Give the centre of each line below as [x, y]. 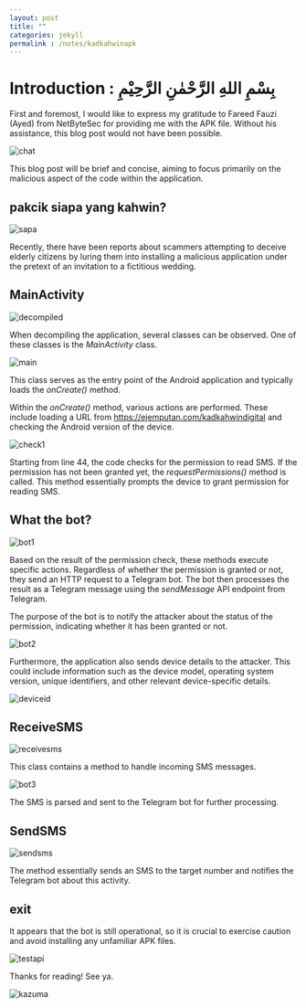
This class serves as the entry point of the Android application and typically [152, 379]
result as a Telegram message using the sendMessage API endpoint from [148, 589]
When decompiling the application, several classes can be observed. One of [153, 334]
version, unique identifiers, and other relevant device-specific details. [140, 681]
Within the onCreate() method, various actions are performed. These [139, 407]
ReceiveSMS [47, 727]
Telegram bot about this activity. [70, 881]
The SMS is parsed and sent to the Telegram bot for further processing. [144, 802]
